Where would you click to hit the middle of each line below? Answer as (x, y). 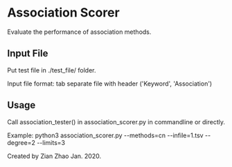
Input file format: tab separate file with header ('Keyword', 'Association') (110, 83)
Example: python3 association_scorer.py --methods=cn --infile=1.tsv (105, 135)
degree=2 (21, 142)
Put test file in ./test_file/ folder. (52, 70)
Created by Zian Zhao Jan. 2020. (54, 156)
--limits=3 (51, 142)
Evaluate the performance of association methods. (79, 32)
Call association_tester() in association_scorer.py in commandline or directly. (116, 121)
